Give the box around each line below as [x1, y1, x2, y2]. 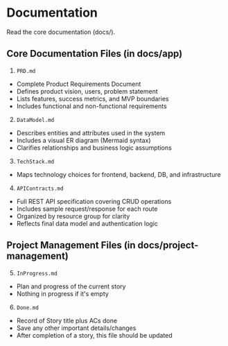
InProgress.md [16, 270, 58, 277]
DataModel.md [16, 116, 55, 123]
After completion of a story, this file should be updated [16, 331, 173, 339]
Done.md [16, 304, 39, 311]
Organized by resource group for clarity [16, 211, 130, 220]
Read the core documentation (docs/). [6, 28, 116, 36]
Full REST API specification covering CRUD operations [16, 197, 172, 205]
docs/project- [137, 239, 199, 251]
